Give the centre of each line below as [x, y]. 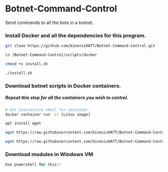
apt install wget [23, 123]
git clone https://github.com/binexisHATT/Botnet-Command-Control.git [80, 46]
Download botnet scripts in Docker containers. [63, 85]
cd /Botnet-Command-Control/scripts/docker [51, 55]
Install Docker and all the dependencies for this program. [76, 35]
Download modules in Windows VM [49, 154]
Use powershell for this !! [33, 165]
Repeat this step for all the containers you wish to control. [67, 97]
